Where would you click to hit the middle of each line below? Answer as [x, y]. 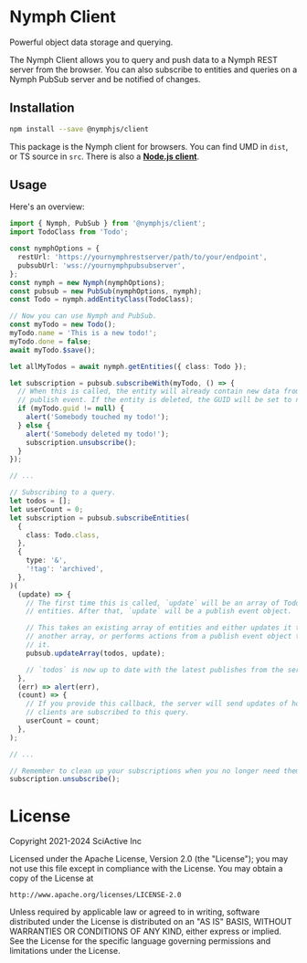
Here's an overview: [47, 206]
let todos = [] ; [40, 501]
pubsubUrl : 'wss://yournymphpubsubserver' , [101, 265]
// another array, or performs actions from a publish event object [159, 637]
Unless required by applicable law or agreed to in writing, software [135, 912]
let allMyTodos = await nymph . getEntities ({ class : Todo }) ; [128, 366]
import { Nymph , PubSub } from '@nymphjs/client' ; [108, 224]
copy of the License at [52, 878]
